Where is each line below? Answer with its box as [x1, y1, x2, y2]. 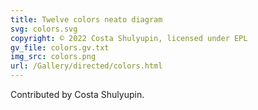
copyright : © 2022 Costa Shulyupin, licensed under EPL [10, 33, 248, 43]
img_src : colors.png [10, 52, 97, 62]
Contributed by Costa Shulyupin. [10, 89, 145, 100]
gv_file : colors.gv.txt [10, 42, 110, 53]
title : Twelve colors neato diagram [10, 14, 163, 25]
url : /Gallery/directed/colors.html [10, 61, 163, 71]
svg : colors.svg [10, 24, 78, 34]
